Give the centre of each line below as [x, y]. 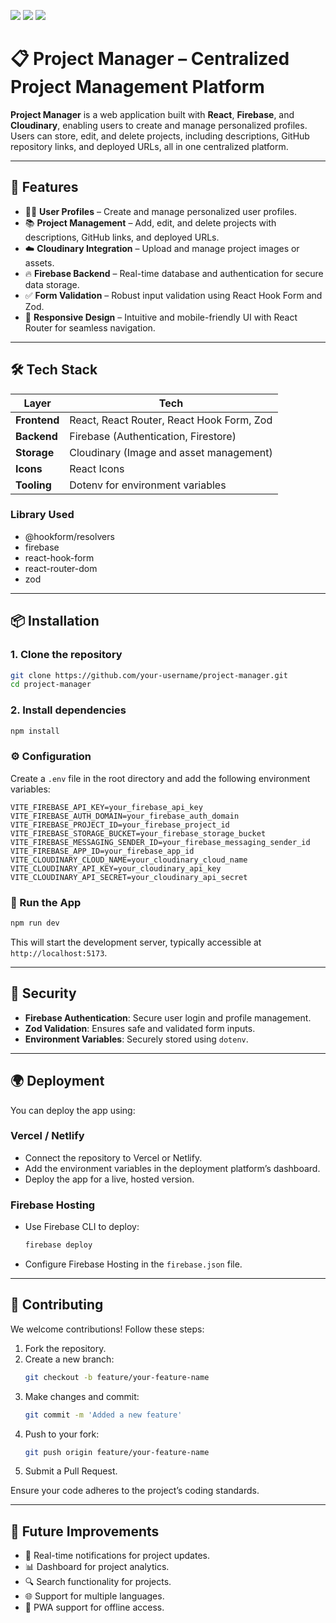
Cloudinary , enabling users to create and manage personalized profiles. [159, 125]
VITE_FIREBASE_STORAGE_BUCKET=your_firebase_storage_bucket [138, 833]
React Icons [97, 468]
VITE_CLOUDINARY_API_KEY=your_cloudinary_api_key [116, 868]
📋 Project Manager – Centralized [150, 59]
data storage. [52, 284]
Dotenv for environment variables [148, 485]
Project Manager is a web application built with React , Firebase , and [152, 114]
